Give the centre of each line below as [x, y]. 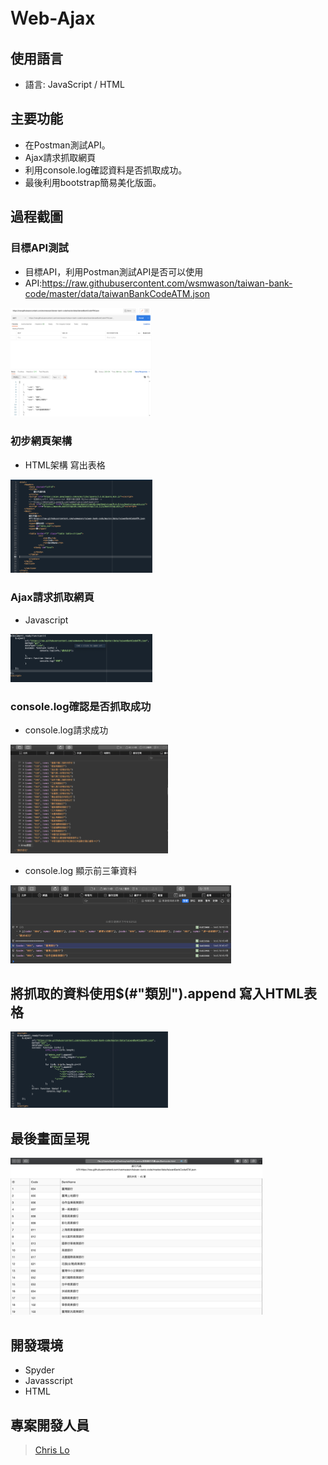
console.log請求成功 [66, 730]
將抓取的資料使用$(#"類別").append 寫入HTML [157, 994]
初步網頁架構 [41, 441]
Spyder [39, 1370]
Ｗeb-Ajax [53, 18]
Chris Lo [52, 1450]
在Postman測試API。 [67, 145]
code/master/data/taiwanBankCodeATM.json [117, 293]
